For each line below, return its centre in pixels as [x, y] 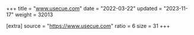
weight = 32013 [34, 15]
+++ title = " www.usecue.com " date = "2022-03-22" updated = [84, 8]
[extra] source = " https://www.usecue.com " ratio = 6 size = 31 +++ [88, 26]
